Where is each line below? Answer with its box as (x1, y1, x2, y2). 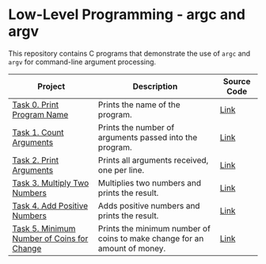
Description (132, 81, 178, 92)
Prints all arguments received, (97, 155, 209, 166)
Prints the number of (97, 121, 175, 132)
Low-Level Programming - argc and (8, 6, 245, 24)
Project (37, 81, 66, 92)
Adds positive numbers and (97, 200, 200, 211)
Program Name (12, 109, 69, 120)
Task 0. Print (12, 99, 59, 110)
